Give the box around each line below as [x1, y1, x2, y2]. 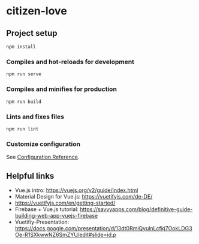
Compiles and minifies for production [6, 85, 117, 93]
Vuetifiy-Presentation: [14, 218, 70, 225]
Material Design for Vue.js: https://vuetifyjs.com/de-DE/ [14, 193, 153, 200]
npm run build [6, 99, 42, 105]
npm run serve [6, 71, 42, 77]
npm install [6, 44, 36, 50]
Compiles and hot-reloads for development [6, 57, 135, 66]
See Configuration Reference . [6, 154, 80, 161]
